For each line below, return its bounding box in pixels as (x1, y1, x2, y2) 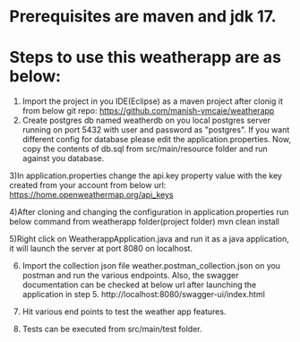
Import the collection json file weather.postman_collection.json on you (21, 261, 280, 271)
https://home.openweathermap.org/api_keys (9, 190, 174, 201)
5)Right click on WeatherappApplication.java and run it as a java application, (9, 234, 289, 244)
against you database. (21, 153, 105, 164)
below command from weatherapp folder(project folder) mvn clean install (9, 217, 280, 227)
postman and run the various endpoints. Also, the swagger (21, 270, 239, 281)
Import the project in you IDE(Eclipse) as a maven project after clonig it (21, 96, 284, 107)
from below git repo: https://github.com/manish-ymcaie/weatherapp (21, 106, 275, 116)
